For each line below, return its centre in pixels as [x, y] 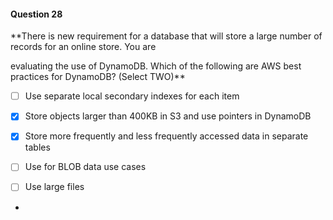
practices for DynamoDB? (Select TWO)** [98, 77]
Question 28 [36, 14]
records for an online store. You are [83, 47]
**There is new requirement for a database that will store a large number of [166, 36]
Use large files [54, 187]
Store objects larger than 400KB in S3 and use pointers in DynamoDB [168, 116]
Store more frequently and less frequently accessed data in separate [166, 136]
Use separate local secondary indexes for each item [132, 96]
